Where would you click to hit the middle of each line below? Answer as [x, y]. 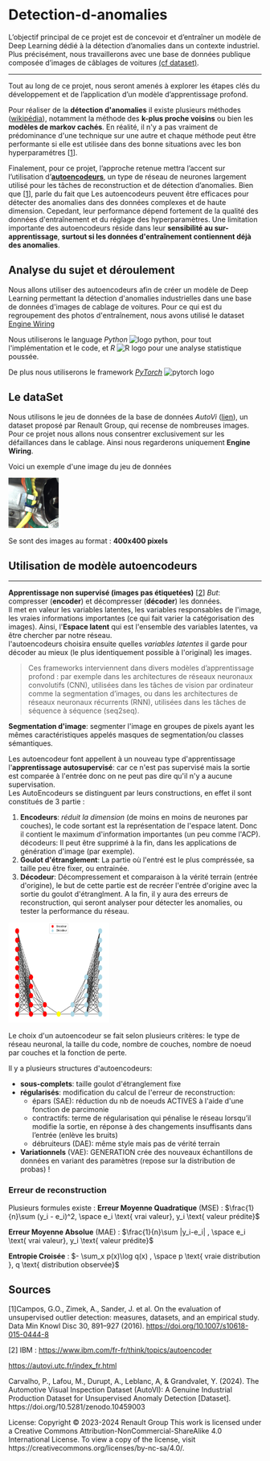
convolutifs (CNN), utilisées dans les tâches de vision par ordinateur [141, 685]
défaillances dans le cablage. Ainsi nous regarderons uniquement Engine [129, 442]
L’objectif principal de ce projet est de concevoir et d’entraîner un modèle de [135, 37]
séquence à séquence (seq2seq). [84, 711]
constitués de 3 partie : [47, 802]
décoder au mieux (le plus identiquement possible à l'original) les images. [130, 653]
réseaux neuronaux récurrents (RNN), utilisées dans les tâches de [137, 702]
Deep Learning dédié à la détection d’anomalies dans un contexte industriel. [134, 45]
